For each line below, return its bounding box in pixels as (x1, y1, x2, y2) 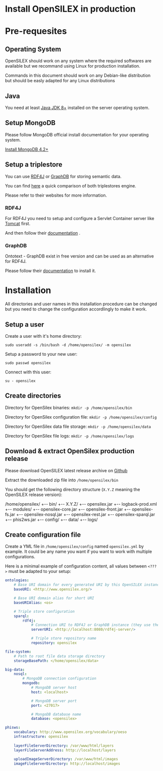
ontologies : (5, 578, 29, 583)
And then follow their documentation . (5, 230, 81, 236)
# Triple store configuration (14, 609, 75, 614)
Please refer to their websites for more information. (5, 192, 107, 198)
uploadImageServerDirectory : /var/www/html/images (14, 757, 118, 762)
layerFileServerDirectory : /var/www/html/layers (14, 743, 114, 748)
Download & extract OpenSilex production (5, 447, 135, 456)
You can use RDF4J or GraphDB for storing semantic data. (5, 173, 122, 179)
